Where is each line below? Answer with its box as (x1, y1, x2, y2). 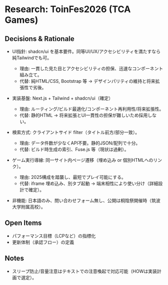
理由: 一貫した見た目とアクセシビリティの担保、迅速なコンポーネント (19, 66, 163, 71)
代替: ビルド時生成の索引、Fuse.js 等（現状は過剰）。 (19, 147, 129, 152)
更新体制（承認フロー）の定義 (12, 239, 74, 245)
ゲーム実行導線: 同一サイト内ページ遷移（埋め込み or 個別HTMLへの (12, 157, 153, 163)
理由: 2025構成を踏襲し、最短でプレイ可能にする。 (19, 174, 126, 180)
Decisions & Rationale (5, 34, 75, 43)
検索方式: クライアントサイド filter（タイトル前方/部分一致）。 (12, 129, 140, 135)
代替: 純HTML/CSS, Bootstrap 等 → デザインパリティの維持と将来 (19, 78, 156, 84)
